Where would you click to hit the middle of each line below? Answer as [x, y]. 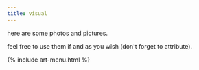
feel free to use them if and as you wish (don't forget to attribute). [100, 46]
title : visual [27, 13]
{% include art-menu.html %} [49, 60]
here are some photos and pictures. [58, 33]
